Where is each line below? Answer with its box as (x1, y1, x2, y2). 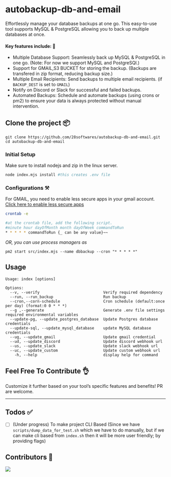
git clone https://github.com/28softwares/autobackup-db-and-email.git (5, 134, 160, 140)
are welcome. (5, 388, 34, 394)
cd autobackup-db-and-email (5, 139, 65, 144)
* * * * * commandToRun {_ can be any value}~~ (5, 230, 108, 235)
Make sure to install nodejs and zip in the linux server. (5, 162, 118, 169)
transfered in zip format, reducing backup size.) (12, 70, 113, 77)
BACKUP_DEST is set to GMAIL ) (12, 82, 70, 88)
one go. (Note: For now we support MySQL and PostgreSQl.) (12, 60, 140, 66)
